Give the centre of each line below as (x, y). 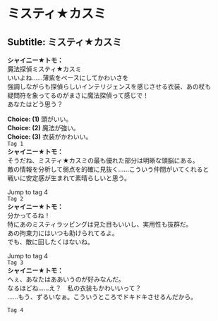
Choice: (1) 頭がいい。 (40, 119)
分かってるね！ (29, 215)
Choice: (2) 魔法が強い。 (43, 128)
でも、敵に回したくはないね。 (50, 242)
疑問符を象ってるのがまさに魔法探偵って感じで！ (78, 95)
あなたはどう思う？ (35, 104)
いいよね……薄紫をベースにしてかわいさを (68, 78)
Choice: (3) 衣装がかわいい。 (50, 137)
